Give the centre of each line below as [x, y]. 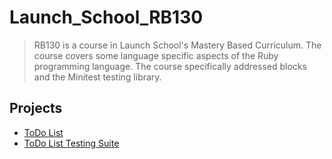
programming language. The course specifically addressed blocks [170, 66]
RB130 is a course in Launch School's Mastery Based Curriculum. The [177, 45]
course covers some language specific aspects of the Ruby [156, 55]
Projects [36, 108]
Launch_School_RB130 [106, 17]
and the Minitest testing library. [97, 77]
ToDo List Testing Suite [71, 143]
